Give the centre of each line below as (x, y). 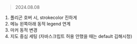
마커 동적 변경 (24, 30)
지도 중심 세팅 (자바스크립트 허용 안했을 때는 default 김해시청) (71, 36)
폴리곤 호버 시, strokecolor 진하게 (43, 17)
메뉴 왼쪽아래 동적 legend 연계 (40, 24)
